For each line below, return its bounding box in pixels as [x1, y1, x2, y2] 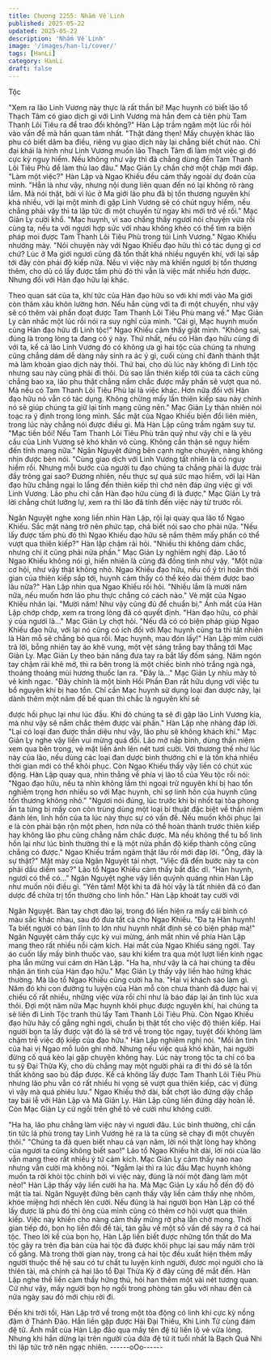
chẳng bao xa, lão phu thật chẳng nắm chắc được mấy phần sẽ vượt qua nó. [8, 376, 262, 386]
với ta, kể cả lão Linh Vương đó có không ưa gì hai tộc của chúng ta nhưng [8, 342, 256, 352]
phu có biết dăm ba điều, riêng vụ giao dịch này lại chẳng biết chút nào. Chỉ [8, 137, 260, 147]
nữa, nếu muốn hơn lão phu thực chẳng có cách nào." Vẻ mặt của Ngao [8, 590, 247, 600]
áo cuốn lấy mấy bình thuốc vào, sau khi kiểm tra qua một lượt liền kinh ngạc [8, 949, 264, 959]
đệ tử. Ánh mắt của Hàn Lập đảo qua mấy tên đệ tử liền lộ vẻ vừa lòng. [8, 1324, 243, 1334]
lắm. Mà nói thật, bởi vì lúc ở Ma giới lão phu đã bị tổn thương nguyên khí [8, 188, 251, 199]
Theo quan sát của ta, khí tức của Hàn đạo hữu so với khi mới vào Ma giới [8, 290, 253, 300]
